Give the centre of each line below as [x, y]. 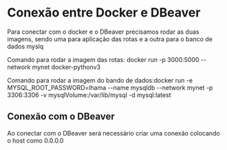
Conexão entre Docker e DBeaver [104, 13]
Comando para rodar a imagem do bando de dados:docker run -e [100, 80]
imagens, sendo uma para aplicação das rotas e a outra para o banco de [110, 39]
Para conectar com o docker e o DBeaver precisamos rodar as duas [103, 32]
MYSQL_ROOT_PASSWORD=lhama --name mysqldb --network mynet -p [110, 87]
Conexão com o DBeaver [61, 117]
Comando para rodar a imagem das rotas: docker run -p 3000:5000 [103, 59]
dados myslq [25, 46]
